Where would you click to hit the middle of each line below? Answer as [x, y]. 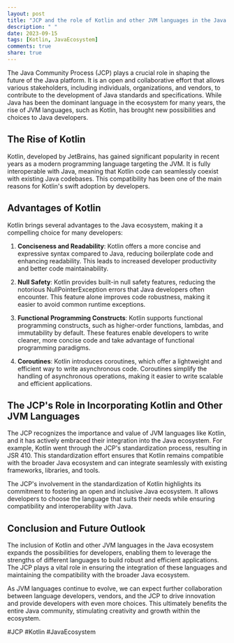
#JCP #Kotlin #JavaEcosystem [52, 632]
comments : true [29, 46]
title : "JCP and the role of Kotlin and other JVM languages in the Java [117, 20]
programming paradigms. [54, 347]
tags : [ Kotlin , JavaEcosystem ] [53, 40]
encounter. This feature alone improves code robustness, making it [114, 297]
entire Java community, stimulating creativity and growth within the [104, 611]
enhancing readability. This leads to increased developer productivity [117, 261]
